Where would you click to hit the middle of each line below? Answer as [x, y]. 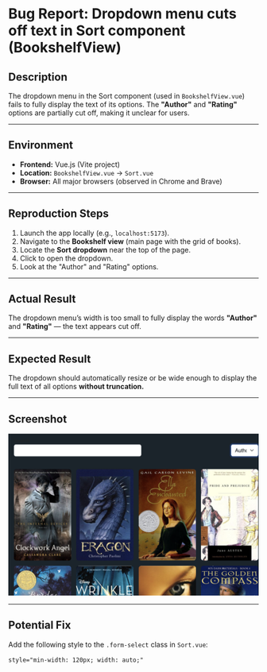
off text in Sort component [97, 31]
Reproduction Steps [58, 214]
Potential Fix [40, 626]
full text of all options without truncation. [76, 387]
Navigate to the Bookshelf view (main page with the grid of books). [130, 241]
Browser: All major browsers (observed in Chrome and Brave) [121, 181]
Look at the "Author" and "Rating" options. [89, 266]
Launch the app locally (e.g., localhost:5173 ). [94, 233]
